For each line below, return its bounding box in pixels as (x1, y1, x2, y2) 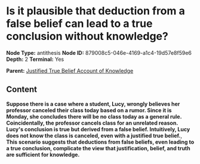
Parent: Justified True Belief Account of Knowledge (6, 67, 134, 74)
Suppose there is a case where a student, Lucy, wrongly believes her (6, 100, 180, 107)
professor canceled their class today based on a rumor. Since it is (6, 106, 172, 114)
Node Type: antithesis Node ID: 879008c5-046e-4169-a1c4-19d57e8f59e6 (6, 49, 192, 56)
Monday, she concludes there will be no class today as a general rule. (6, 113, 182, 120)
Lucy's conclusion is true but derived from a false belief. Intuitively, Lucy (6, 125, 190, 132)
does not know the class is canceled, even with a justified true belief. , (6, 132, 183, 139)
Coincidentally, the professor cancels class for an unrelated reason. (6, 119, 178, 126)
